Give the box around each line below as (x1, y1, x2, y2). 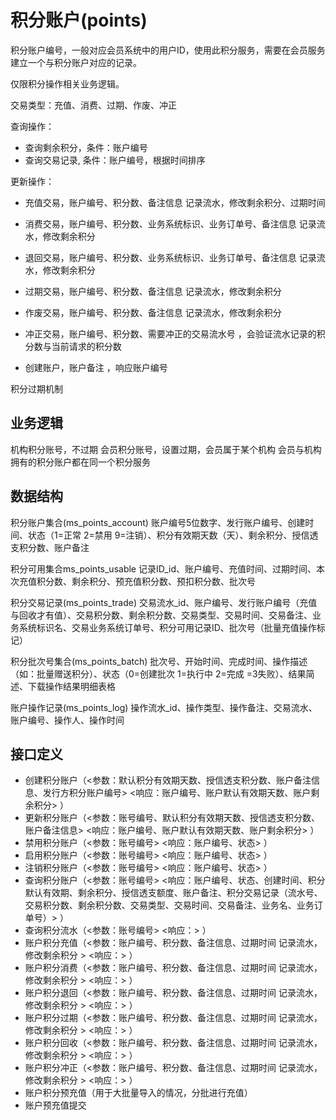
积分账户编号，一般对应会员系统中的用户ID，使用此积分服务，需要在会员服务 (10, 44, 326, 56)
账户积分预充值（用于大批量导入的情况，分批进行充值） (24, 1087, 253, 1099)
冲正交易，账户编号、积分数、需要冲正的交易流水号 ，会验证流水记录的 (24, 327, 317, 340)
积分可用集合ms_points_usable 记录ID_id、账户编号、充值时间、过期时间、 (10, 562, 317, 575)
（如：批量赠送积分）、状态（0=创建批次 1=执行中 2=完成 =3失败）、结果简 (10, 667, 315, 680)
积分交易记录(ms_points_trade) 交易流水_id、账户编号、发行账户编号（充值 (10, 596, 318, 608)
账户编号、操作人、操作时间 (10, 714, 125, 726)
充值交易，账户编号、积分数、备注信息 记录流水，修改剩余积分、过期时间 (24, 196, 326, 208)
